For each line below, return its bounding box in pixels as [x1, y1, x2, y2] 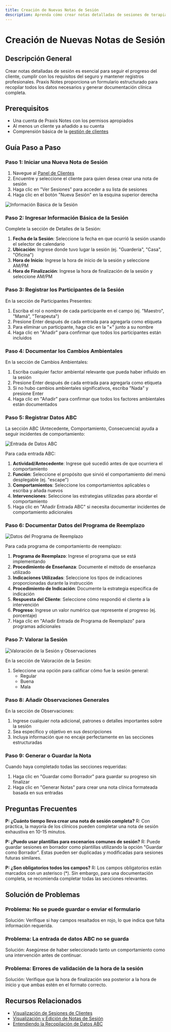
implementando [12, 558, 46, 565]
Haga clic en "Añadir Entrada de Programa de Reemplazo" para [12, 618, 146, 624]
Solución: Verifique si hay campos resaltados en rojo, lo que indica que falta [5, 917, 165, 923]
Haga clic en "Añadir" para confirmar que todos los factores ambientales [12, 395, 165, 402]
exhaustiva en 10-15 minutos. [5, 829, 66, 835]
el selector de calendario [12, 241, 65, 247]
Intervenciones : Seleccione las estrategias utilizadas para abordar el [12, 493, 158, 499]
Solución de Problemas [5, 890, 80, 899]
